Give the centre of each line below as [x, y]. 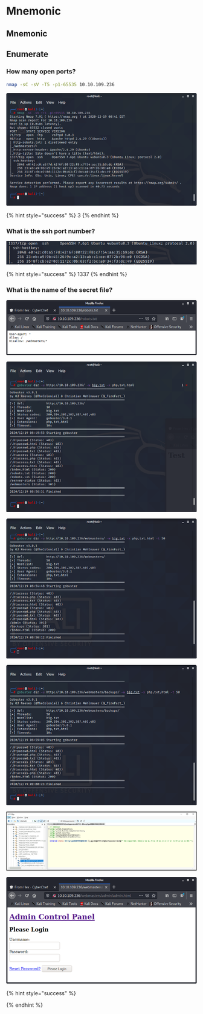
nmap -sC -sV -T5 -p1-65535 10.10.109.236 [60, 85]
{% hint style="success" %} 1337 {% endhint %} [67, 274]
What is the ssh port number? [51, 231]
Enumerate [27, 54]
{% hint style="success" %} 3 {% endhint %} [63, 215]
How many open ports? [41, 71]
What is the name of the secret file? [60, 290]
